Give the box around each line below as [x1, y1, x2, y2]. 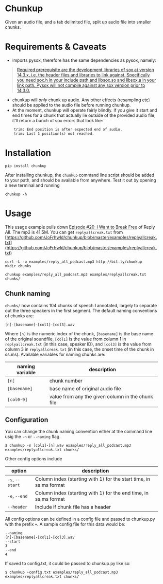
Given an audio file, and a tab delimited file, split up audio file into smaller [5, 19, 151, 25]
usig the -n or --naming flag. [5, 434, 61, 439]
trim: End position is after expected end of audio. [14, 127, 123, 132]
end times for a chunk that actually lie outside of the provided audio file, [12, 112, 156, 118]
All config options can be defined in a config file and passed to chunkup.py [5, 516, 155, 522]
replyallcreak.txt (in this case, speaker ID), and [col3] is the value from [5, 341, 152, 347]
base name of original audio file [49, 385, 121, 392]
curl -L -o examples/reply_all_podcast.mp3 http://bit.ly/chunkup [5, 259, 142, 264]
